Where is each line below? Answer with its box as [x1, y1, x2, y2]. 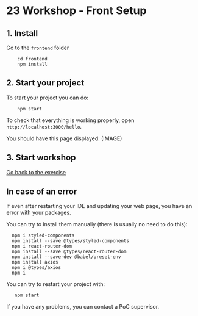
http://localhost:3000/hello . [6, 123, 82, 130]
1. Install [6, 28, 38, 38]
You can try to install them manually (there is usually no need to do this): [6, 221, 188, 228]
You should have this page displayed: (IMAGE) [6, 135, 122, 142]
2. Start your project [6, 77, 85, 88]
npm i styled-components [12, 232, 75, 239]
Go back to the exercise [6, 168, 66, 176]
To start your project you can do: [6, 94, 89, 101]
